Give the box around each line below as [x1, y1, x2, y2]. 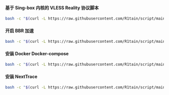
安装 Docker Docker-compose [5, 50, 69, 56]
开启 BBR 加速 [5, 28, 34, 34]
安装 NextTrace [5, 73, 38, 79]
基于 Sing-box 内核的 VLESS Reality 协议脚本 [5, 5, 99, 11]
